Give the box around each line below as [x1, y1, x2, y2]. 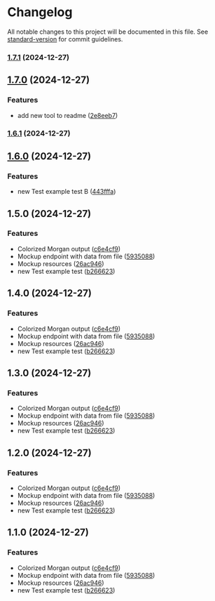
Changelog [7, 4, 73, 20]
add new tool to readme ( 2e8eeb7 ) [17, 111, 118, 119]
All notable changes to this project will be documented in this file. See [7, 27, 209, 36]
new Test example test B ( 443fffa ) [17, 187, 116, 196]
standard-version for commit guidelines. [7, 34, 123, 43]
